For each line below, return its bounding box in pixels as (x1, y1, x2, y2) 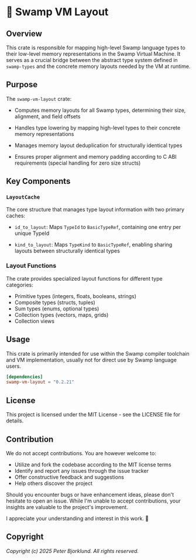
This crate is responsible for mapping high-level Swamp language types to (6, 44, 185, 51)
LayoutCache (6, 194, 40, 201)
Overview (6, 29, 43, 39)
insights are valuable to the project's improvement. (6, 503, 129, 510)
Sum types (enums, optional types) (14, 305, 99, 312)
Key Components (6, 176, 71, 186)
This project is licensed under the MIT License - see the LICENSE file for (6, 411, 180, 418)
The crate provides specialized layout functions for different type (6, 275, 163, 282)
